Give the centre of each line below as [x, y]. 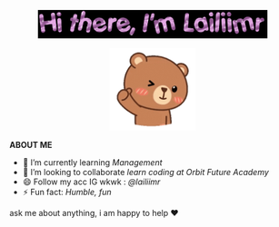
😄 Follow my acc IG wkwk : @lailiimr [91, 182]
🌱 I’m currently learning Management [92, 162]
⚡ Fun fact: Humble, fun [67, 192]
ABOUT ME [31, 144]
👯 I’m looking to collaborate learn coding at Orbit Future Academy [146, 172]
